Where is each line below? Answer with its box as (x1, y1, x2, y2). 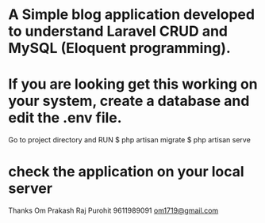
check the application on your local (8, 163, 244, 181)
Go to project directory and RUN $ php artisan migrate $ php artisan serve (8, 135, 252, 145)
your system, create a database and (8, 93, 250, 110)
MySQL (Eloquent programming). (8, 40, 232, 57)
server (8, 180, 53, 198)
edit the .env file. (8, 109, 122, 127)
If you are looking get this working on (8, 75, 258, 93)
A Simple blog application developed (8, 6, 255, 24)
